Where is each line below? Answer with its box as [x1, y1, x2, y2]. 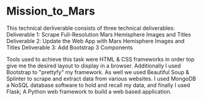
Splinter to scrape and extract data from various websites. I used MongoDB [6, 75, 196, 82]
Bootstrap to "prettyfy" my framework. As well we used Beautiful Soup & [6, 68, 190, 75]
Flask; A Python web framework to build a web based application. [6, 88, 172, 95]
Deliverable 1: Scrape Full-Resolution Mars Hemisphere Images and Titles [6, 30, 192, 38]
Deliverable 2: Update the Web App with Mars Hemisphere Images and [6, 37, 185, 44]
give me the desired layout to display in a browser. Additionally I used [6, 62, 181, 69]
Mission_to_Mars [6, 4, 95, 18]
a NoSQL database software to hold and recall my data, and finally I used [6, 81, 190, 89]
